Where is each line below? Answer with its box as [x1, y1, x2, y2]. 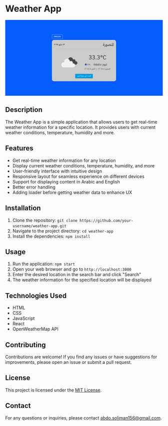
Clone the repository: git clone [12, 217, 77, 223]
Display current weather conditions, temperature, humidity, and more [12, 162, 155, 168]
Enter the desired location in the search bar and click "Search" [12, 272, 141, 278]
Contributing [5, 340, 46, 349]
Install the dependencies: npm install [12, 233, 90, 239]
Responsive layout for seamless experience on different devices [12, 173, 145, 179]
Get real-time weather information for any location [12, 157, 116, 163]
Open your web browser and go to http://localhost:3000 [12, 266, 131, 272]
